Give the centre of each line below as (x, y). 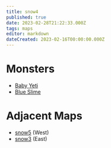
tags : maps (20, 28)
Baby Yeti (26, 85)
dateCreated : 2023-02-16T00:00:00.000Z (56, 39)
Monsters (31, 69)
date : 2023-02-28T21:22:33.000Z (46, 23)
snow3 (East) (31, 138)
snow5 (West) (32, 132)
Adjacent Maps (44, 116)
